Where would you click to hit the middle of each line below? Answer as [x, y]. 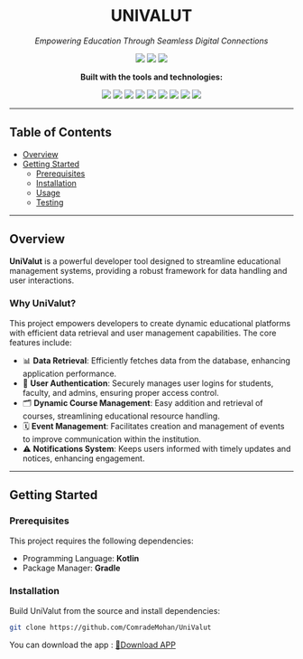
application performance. [69, 373]
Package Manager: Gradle [71, 568]
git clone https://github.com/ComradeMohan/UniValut [110, 627]
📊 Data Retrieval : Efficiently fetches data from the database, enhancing [156, 360]
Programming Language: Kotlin [81, 558]
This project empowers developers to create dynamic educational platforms [150, 323]
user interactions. [42, 280]
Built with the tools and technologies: [151, 77]
